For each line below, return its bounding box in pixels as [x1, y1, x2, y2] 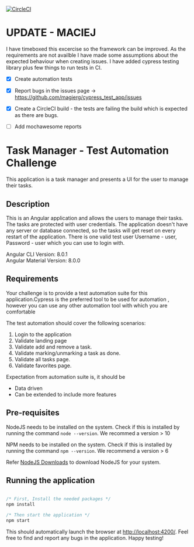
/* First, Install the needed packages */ [6, 496, 111, 502]
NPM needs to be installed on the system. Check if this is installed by [6, 441, 172, 448]
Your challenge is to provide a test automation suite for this [6, 289, 148, 296]
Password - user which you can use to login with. [6, 239, 125, 246]
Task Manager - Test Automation [6, 144, 169, 158]
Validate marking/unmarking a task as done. [14, 349, 121, 357]
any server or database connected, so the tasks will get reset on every [6, 227, 176, 234]
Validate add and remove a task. [14, 343, 92, 350]
